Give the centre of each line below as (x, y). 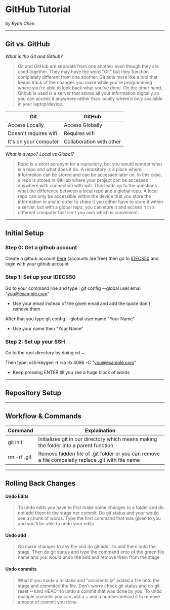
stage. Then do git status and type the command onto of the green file (91, 552)
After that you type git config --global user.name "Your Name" (70, 319)
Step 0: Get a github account (41, 248)
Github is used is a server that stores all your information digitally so (88, 93)
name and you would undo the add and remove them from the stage (89, 557)
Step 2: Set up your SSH (35, 342)
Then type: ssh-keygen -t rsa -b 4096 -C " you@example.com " (71, 363)
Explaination (100, 430)
